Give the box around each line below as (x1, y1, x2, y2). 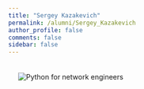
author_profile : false (8, 26, 83, 34)
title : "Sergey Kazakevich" (8, 11, 101, 20)
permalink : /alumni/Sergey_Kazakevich (8, 19, 136, 27)
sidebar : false (8, 41, 59, 49)
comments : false (8, 33, 62, 42)
